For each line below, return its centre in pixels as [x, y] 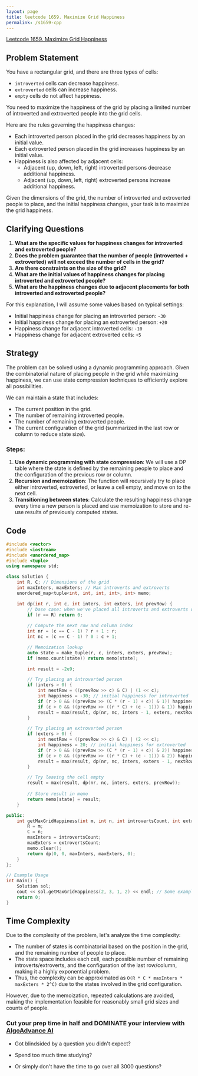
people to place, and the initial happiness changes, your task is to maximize [98, 204]
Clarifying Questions [45, 229]
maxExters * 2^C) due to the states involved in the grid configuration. [98, 984]
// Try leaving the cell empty [66, 777]
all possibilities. [25, 386]
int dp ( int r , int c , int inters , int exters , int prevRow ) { [95, 604]
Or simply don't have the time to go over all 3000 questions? [88, 1066]
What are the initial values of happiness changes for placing [90, 274]
